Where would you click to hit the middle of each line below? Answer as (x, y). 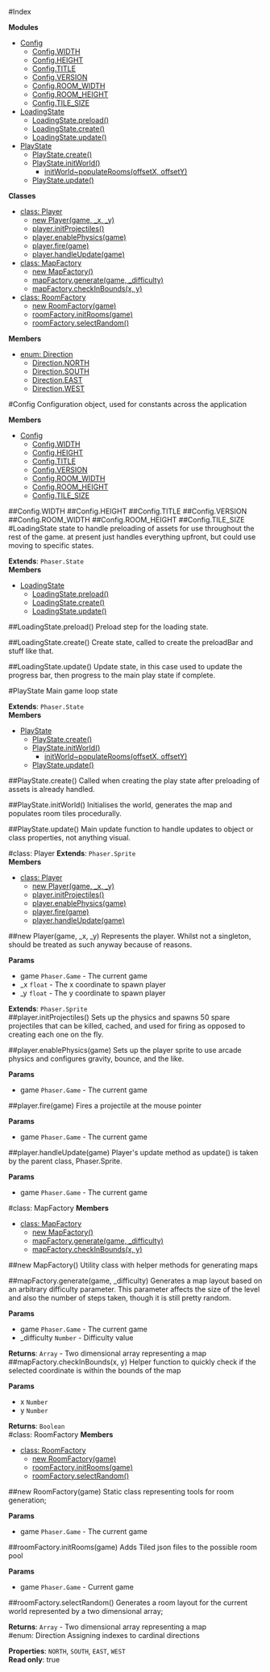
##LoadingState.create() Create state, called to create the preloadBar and (131, 642)
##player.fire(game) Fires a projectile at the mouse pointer (105, 1106)
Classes (22, 196)
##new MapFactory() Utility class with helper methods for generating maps (133, 1265)
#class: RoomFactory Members (61, 1435)
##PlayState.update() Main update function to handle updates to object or (131, 829)
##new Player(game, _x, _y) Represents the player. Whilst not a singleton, (130, 936)
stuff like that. (31, 651)
